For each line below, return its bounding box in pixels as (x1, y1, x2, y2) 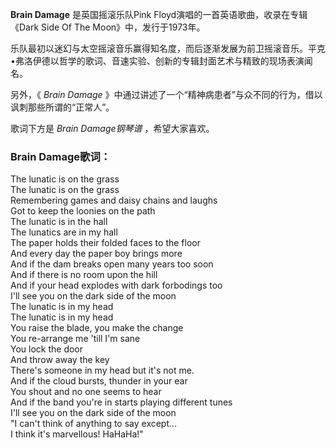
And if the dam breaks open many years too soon (10, 258, 214, 270)
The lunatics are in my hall (10, 226, 118, 238)
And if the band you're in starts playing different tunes (10, 396, 233, 408)
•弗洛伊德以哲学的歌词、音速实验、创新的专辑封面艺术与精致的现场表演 (10, 55, 305, 67)
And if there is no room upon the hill (10, 269, 158, 281)
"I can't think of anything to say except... (10, 418, 178, 430)
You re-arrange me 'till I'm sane (10, 333, 141, 345)
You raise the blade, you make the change (10, 322, 184, 334)
